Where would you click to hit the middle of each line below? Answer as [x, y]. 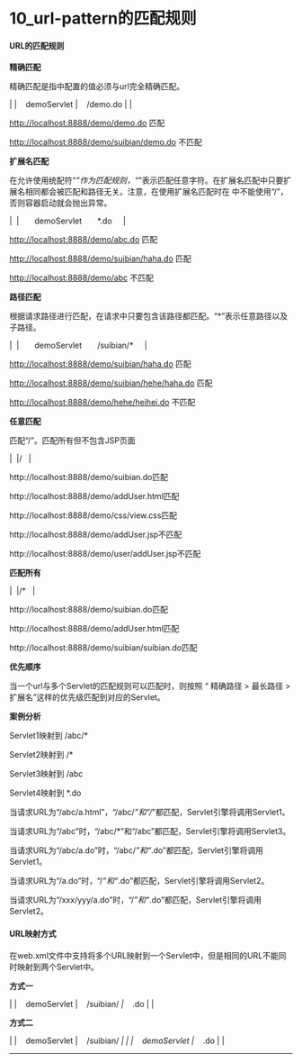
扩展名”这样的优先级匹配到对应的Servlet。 [87, 697]
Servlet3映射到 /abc [46, 774]
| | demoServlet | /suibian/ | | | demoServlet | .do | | [117, 1040]
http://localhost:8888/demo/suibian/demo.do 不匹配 [106, 142]
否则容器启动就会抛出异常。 [61, 203]
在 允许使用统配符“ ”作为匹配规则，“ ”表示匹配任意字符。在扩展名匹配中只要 [147, 180]
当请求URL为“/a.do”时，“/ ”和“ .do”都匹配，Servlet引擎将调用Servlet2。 [139, 881]
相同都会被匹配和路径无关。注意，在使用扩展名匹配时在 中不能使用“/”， [156, 192]
